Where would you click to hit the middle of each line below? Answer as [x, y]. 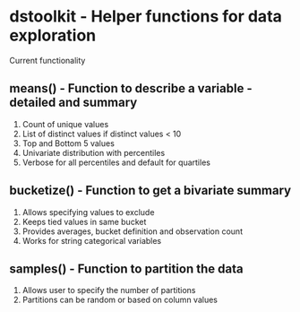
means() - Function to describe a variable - [131, 88]
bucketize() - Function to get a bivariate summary [150, 191]
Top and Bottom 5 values [68, 143]
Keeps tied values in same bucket [84, 221]
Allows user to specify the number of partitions [109, 290]
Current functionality [47, 60]
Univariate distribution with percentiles [94, 152]
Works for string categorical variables [92, 240]
